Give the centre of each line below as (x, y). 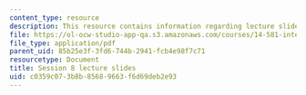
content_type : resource (55, 18)
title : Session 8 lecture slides (73, 69)
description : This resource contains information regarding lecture (142, 26)
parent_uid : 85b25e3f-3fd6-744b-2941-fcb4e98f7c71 (107, 52)
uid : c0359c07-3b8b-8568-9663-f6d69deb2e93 (93, 77)
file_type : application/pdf (63, 43)
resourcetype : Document (55, 60)
